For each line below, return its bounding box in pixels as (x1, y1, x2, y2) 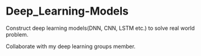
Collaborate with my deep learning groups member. (6, 43, 136, 50)
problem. (6, 30, 29, 38)
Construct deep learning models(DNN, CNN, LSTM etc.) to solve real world (6, 24, 195, 32)
